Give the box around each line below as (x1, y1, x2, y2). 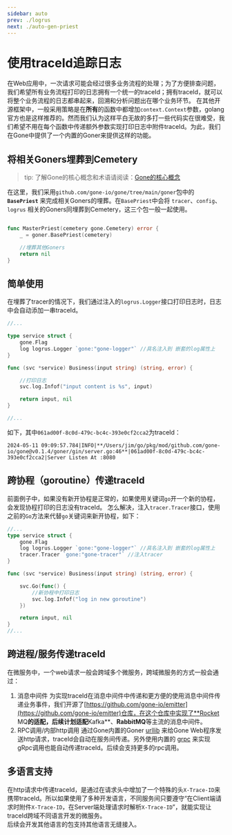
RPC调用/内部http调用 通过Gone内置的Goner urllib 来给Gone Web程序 (17, 726, 216, 735)
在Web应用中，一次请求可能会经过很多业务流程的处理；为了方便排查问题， (7, 79, 220, 87)
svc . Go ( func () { (19, 583, 67, 590)
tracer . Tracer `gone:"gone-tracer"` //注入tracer (19, 552, 164, 559)
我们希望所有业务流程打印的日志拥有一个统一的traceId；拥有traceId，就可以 (7, 88, 223, 96)
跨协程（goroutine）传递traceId (7, 475, 145, 486)
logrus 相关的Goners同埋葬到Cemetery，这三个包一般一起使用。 (7, 205, 191, 213)
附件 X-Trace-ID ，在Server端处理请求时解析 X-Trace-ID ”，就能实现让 (19, 802, 212, 811)
